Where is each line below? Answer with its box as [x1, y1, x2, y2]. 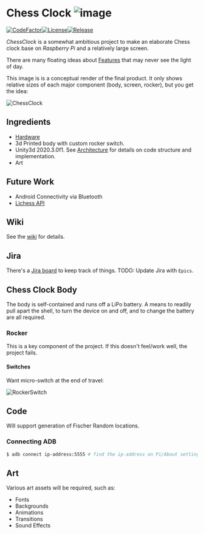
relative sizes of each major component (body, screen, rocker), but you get [6, 81, 194, 88]
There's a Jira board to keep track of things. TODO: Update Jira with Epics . [6, 267, 194, 274]
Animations [15, 509, 44, 516]
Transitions [15, 515, 44, 523]
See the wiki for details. [6, 233, 65, 241]
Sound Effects [15, 522, 51, 529]
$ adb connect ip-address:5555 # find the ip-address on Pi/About [6, 451, 178, 457]
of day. [6, 63, 24, 70]
